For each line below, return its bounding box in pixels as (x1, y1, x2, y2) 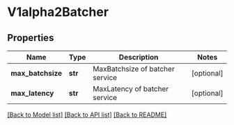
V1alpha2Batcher (7, 4, 109, 20)
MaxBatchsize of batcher (93, 64, 175, 74)
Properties (7, 32, 54, 44)
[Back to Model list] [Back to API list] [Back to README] (7, 110, 167, 119)
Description (118, 53, 159, 62)
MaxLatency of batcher (93, 84, 169, 94)
